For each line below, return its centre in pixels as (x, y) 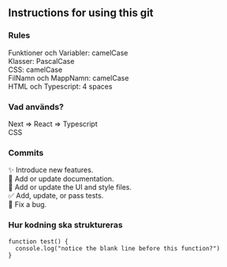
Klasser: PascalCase (41, 61)
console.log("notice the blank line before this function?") (118, 248)
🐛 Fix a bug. (28, 205)
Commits (26, 152)
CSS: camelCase (35, 70)
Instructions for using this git (81, 13)
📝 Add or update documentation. (61, 179)
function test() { (38, 241)
